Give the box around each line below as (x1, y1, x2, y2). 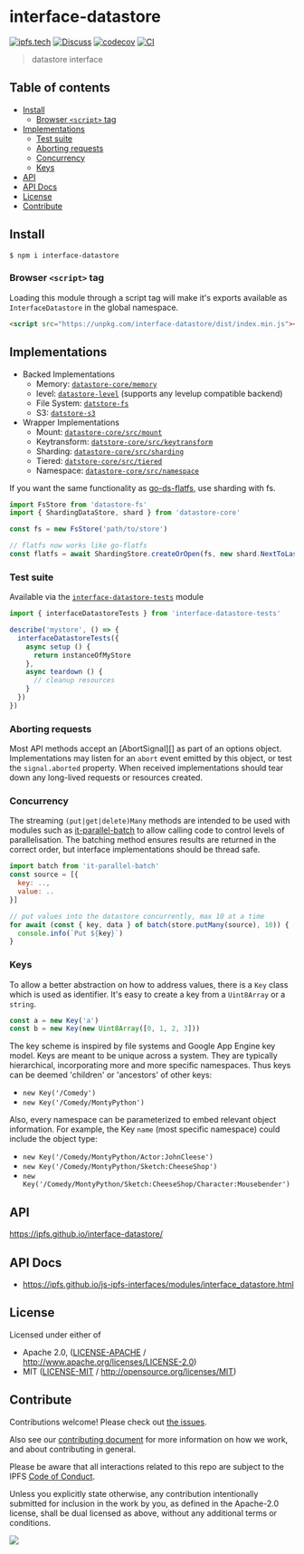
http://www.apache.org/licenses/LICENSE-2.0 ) (22, 1356, 197, 1367)
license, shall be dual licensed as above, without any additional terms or (9, 1507, 278, 1519)
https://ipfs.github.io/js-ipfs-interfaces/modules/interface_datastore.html (22, 1279, 294, 1289)
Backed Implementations (22, 369, 116, 380)
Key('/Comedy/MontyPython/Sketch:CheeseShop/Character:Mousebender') (22, 1180, 291, 1189)
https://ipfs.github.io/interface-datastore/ (9, 1229, 163, 1240)
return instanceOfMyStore (33, 651, 131, 660)
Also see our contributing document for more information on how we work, (9, 1433, 289, 1444)
